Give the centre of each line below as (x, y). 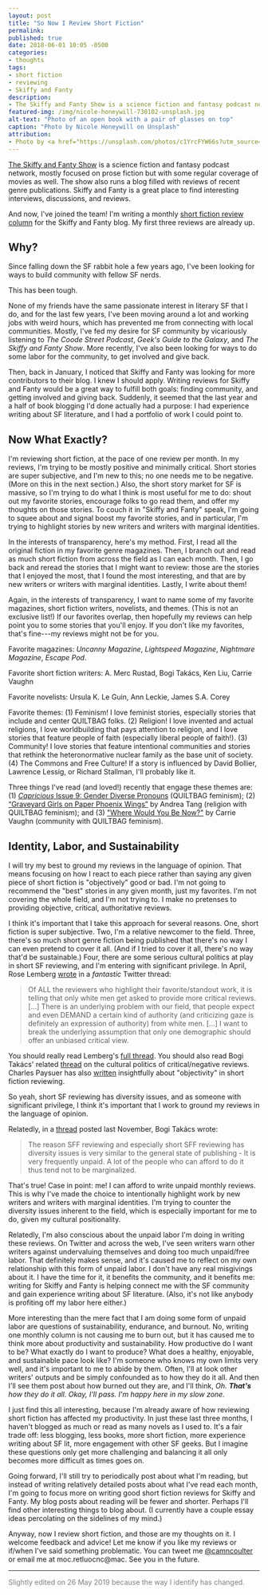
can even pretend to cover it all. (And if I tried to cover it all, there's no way (131, 948)
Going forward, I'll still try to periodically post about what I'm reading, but (128, 1475)
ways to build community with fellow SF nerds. (85, 275)
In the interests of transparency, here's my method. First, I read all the (123, 542)
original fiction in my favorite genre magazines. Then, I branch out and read (132, 550)
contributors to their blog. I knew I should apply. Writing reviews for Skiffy (129, 380)
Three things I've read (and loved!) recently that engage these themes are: (130, 787)
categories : (28, 53)
